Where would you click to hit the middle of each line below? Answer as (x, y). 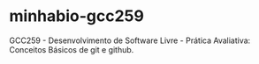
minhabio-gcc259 (76, 16)
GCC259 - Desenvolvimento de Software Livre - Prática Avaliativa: (130, 40)
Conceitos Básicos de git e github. (72, 49)
